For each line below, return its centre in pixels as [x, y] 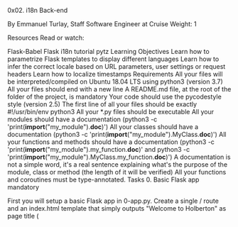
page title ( [23, 216]
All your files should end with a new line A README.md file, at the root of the [119, 89]
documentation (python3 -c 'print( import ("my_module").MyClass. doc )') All [117, 134]
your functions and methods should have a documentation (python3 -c [111, 142]
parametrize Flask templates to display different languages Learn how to [113, 59]
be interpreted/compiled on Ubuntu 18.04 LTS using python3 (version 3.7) [115, 82]
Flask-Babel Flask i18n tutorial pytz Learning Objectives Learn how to [108, 51]
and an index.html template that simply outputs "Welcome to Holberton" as [117, 208]
